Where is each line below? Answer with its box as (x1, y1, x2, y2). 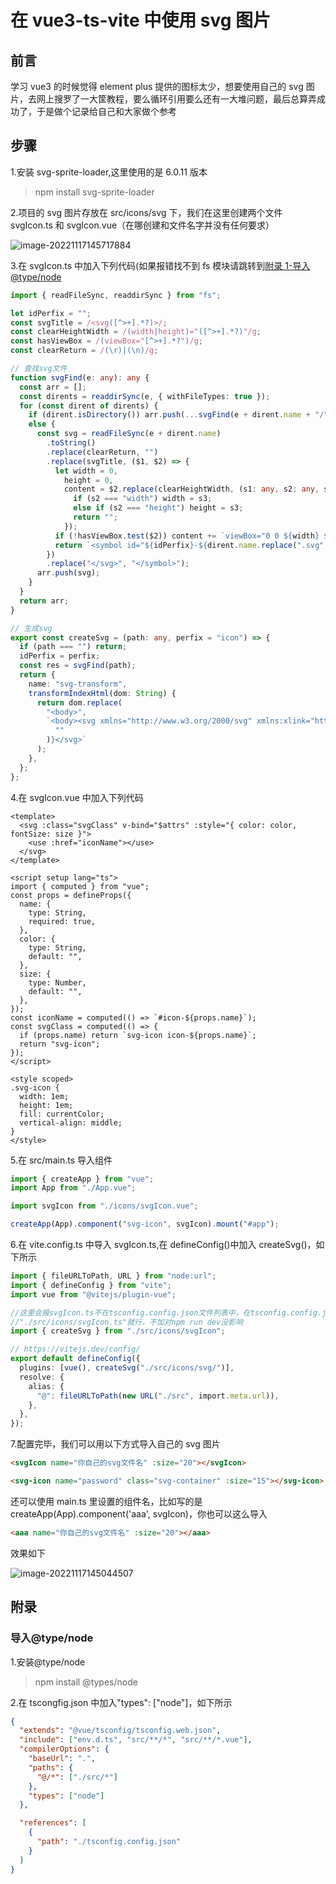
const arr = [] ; (19, 382, 87, 392)
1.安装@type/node (10, 1656, 86, 1668)
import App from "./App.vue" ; (10, 1183, 137, 1193)
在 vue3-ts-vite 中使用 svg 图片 (10, 9, 272, 32)
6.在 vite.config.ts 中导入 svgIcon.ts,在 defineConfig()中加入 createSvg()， (10, 1239, 317, 1251)
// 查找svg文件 (10, 364, 68, 374)
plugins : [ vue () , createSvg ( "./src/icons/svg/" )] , (19, 1363, 235, 1373)
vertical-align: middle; (19, 1117, 123, 1128)
